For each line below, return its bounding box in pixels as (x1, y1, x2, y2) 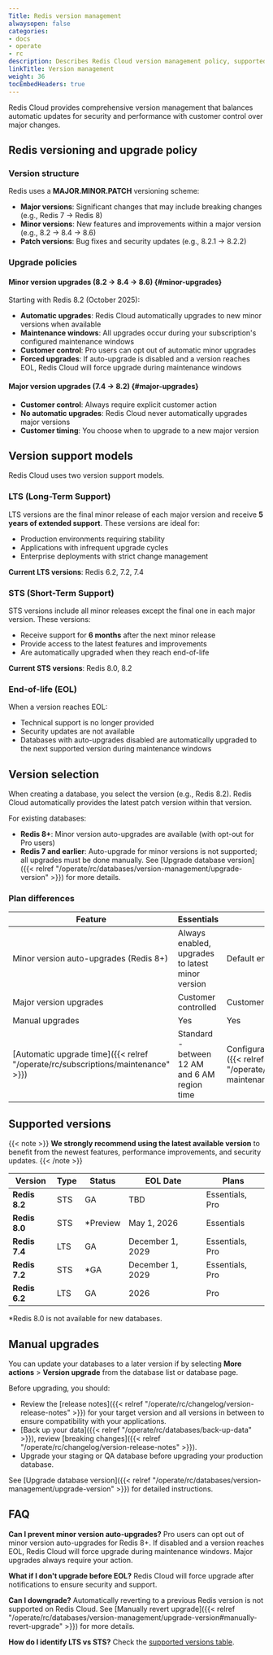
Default (226, 953, 254, 965)
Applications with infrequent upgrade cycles (19, 542, 169, 552)
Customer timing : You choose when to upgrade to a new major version (19, 425, 259, 436)
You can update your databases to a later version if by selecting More (8, 1359, 242, 1368)
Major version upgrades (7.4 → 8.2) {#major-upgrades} (8, 381, 199, 391)
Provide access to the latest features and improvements (19, 638, 207, 648)
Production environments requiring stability (19, 534, 165, 544)
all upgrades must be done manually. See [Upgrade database (19, 856, 226, 865)
